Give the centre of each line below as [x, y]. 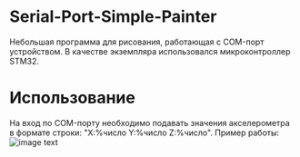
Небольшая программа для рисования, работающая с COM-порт [137, 42]
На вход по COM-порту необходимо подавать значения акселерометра [150, 123]
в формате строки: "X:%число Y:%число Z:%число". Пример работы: [145, 132]
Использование [73, 98]
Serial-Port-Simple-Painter [113, 17]
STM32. [24, 61]
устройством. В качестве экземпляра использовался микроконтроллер [150, 51]
